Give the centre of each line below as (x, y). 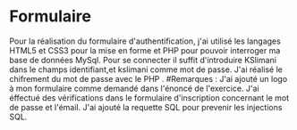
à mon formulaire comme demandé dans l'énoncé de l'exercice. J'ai (134, 88)
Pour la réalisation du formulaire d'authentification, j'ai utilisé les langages (145, 41)
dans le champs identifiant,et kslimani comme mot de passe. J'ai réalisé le (146, 69)
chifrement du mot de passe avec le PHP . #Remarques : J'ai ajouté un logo (148, 78)
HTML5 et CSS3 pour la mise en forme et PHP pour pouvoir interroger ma (145, 50)
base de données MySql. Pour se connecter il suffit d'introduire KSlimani (143, 60)
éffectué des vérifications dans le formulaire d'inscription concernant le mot (149, 97)
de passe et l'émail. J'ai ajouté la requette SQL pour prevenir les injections (146, 107)
